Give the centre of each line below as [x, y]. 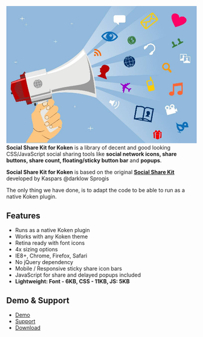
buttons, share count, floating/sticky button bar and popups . [84, 160]
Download [28, 328]
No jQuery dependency [44, 262]
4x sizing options [37, 250]
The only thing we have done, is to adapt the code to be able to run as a [96, 191]
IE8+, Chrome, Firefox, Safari [51, 256]
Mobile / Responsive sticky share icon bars [69, 269]
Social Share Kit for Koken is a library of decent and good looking [89, 148]
